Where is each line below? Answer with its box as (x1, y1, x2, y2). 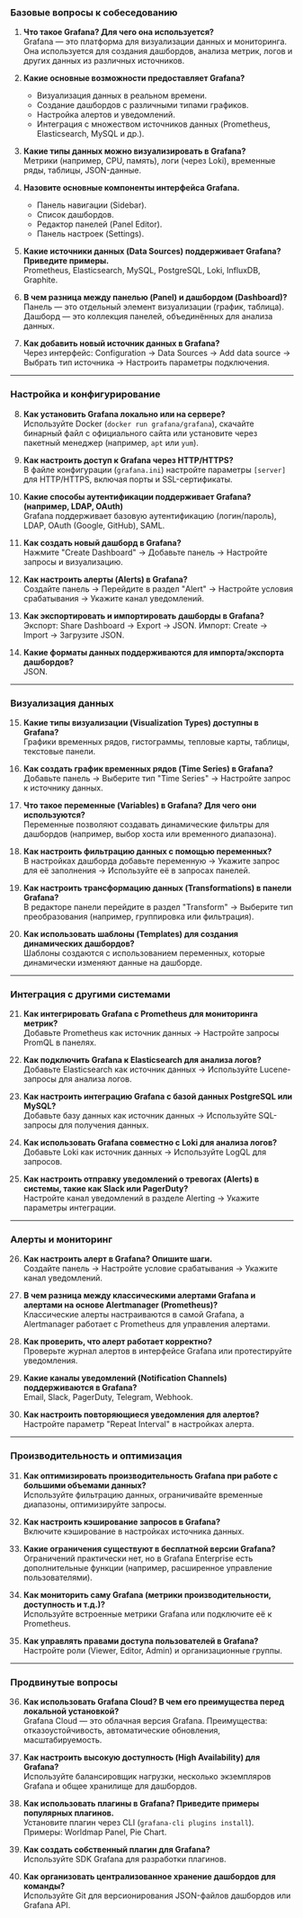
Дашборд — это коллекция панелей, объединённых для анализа (22, 311, 273, 322)
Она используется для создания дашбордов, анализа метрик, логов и (22, 46, 293, 57)
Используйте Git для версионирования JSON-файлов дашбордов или (22, 1890, 291, 1901)
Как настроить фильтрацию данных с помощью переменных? (22, 845, 272, 856)
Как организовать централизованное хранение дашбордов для (22, 1871, 276, 1882)
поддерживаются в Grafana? (22, 1382, 138, 1393)
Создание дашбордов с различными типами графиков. (36, 100, 249, 111)
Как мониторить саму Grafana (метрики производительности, (22, 1589, 272, 1600)
